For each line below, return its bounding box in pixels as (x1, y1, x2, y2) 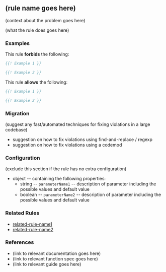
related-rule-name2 (12, 226, 54, 232)
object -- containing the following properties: (12, 176, 106, 182)
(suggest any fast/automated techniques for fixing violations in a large (5, 121, 150, 127)
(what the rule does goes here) (5, 27, 69, 33)
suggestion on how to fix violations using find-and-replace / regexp (12, 136, 152, 143)
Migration (5, 110, 30, 117)
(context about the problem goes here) (5, 17, 86, 23)
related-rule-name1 (12, 221, 53, 227)
